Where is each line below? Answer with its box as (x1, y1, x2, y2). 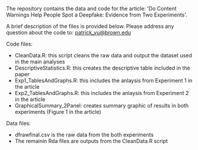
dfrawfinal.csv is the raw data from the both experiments (14, 131, 154, 138)
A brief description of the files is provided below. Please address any (6, 23, 174, 30)
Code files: (6, 41, 33, 47)
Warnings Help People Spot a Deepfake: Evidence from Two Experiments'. (6, 11, 188, 18)
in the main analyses (14, 58, 65, 65)
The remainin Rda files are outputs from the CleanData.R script (14, 138, 168, 144)
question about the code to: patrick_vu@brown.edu (6, 29, 132, 36)
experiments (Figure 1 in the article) (14, 109, 102, 115)
